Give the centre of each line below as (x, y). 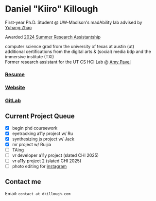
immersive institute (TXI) (30, 56)
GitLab (13, 100)
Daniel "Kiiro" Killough (52, 9)
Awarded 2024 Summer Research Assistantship (53, 37)
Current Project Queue (40, 116)
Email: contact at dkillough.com (38, 193)
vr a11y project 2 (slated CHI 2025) (47, 161)
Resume (15, 74)
